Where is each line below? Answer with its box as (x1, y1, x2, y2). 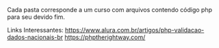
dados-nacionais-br (7, 33, 64, 41)
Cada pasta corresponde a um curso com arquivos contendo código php (7, 6, 212, 14)
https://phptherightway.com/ (64, 33, 146, 41)
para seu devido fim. (7, 13, 65, 21)
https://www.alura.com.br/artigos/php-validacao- (64, 26, 205, 34)
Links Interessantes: (7, 26, 64, 34)
